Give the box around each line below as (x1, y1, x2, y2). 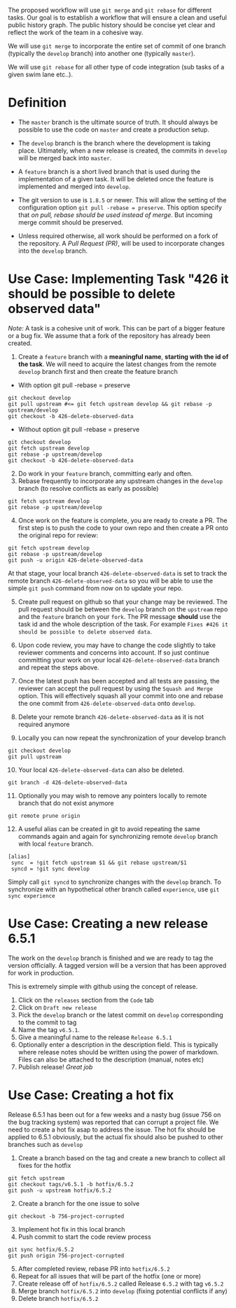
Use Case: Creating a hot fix (8, 1087, 174, 1103)
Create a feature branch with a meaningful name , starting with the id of (18, 352, 229, 361)
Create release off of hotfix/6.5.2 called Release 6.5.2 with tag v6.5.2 (18, 1279, 224, 1288)
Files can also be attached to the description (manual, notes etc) (18, 1055, 204, 1064)
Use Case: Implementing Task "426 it (8, 271, 229, 287)
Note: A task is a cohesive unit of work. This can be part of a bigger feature (8, 323, 225, 332)
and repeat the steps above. (18, 663, 100, 672)
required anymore (18, 720, 70, 728)
